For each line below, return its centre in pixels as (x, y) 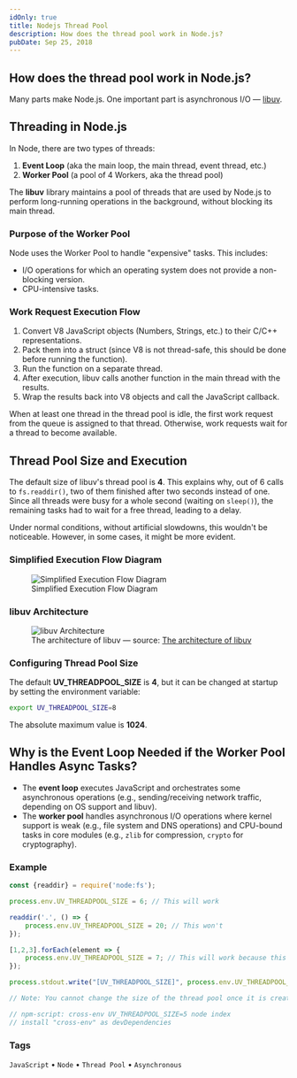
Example (28, 866)
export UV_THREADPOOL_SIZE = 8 (63, 708)
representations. (52, 341)
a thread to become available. (63, 433)
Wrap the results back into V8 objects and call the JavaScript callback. (151, 397)
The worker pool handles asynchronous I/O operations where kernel (147, 816)
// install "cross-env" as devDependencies (91, 1022)
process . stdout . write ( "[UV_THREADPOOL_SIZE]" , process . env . (122, 982)
